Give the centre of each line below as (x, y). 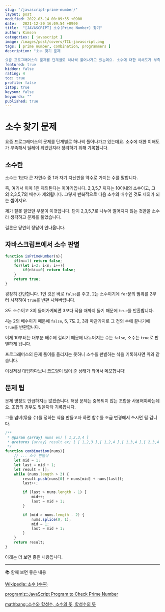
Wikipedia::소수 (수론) (27, 584)
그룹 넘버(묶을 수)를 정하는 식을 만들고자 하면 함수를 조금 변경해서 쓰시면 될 (77, 417)
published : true (22, 101)
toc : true (15, 78)
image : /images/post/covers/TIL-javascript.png (55, 42)
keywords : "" (18, 97)
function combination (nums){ (35, 451)
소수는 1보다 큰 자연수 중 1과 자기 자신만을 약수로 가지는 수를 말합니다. (72, 178)
